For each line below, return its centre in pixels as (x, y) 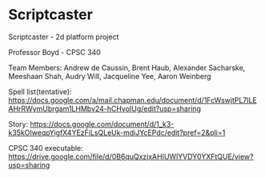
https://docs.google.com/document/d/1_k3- (102, 124)
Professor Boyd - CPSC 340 (55, 52)
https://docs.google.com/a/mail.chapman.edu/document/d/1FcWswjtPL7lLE (133, 100)
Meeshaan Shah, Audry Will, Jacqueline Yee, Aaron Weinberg (110, 76)
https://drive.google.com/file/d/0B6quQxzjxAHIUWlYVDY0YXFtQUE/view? (131, 156)
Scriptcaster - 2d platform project (64, 37)
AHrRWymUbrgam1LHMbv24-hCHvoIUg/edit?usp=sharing (105, 109)
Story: (18, 124)
